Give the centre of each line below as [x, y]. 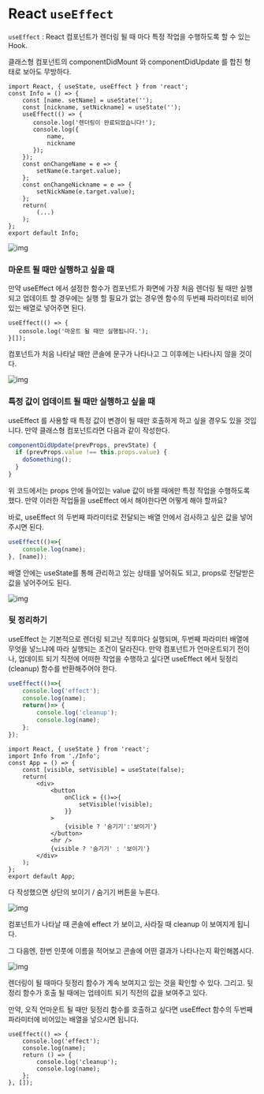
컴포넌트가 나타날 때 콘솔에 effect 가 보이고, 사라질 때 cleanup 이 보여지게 [122, 924]
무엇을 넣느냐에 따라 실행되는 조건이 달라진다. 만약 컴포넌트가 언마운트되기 [122, 649]
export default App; [42, 876]
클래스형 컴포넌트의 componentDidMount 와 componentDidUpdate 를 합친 [125, 62]
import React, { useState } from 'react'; [79, 749]
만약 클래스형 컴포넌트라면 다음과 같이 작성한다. [97, 430]
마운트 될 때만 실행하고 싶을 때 [61, 269]
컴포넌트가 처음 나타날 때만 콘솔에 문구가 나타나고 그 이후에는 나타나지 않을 [123, 354]
